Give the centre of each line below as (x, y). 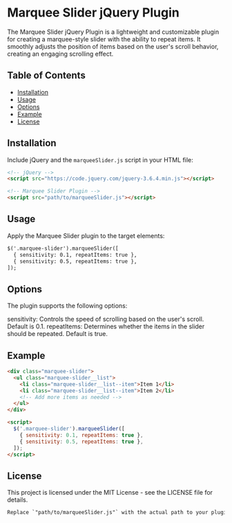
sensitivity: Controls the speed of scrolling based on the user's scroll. (106, 319)
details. (18, 500)
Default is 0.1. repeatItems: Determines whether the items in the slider (106, 326)
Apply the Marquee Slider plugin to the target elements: (86, 235)
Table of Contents (47, 76)
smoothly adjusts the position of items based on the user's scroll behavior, (113, 46)
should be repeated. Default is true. (58, 334)
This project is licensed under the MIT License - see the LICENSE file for (110, 493)
